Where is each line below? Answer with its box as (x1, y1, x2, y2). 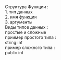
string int (5, 40, 23, 45)
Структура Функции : (5, 4, 49, 10)
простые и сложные (5, 29, 47, 35)
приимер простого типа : (5, 35, 56, 40)
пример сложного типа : (5, 45, 55, 50)
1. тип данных (5, 9, 33, 14)
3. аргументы (5, 19, 33, 25)
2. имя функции (5, 14, 37, 20)
